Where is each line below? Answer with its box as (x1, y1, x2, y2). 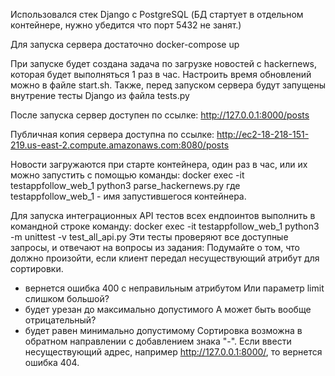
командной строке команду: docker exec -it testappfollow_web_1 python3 (10, 220, 320, 232)
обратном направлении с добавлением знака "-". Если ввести (24, 335, 292, 347)
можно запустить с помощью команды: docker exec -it (10, 169, 245, 181)
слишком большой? (24, 293, 110, 304)
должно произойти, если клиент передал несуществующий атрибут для (10, 252, 320, 264)
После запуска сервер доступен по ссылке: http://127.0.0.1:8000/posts (10, 109, 310, 121)
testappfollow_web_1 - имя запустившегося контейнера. (10, 190, 247, 202)
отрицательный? (24, 314, 97, 326)
